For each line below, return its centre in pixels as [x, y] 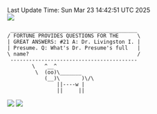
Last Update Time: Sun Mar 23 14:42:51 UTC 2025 [79, 10]
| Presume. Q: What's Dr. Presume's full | [74, 48]
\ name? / [74, 54]
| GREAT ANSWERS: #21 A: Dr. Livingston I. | [74, 42]
